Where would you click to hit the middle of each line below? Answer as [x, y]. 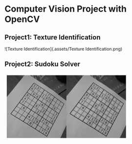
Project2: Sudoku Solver [42, 64]
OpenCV [22, 19]
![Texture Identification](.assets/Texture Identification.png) [64, 49]
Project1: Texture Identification [53, 37]
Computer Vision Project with [66, 9]
